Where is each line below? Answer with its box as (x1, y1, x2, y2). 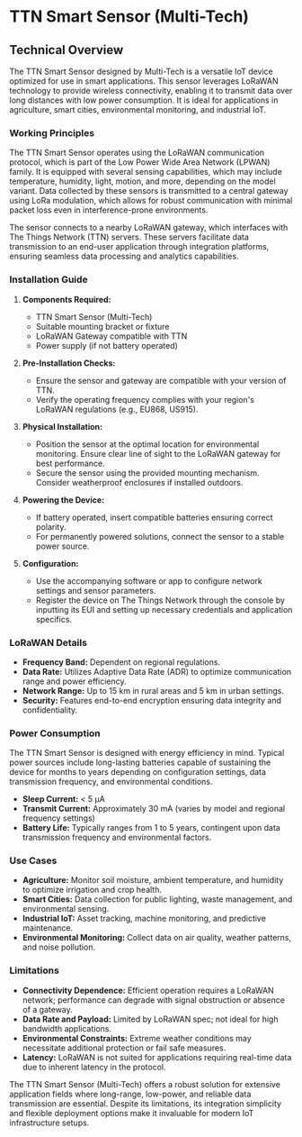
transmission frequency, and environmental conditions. (9, 777, 213, 787)
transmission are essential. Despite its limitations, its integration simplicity (9, 1097, 281, 1109)
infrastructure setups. (9, 1117, 90, 1128)
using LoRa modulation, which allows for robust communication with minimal (9, 196, 293, 206)
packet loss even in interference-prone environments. (9, 205, 209, 215)
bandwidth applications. (22, 1023, 112, 1033)
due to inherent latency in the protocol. (22, 1061, 166, 1072)
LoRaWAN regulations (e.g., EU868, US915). (35, 404, 199, 414)
